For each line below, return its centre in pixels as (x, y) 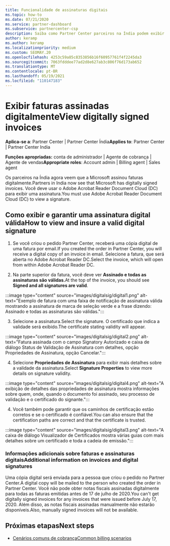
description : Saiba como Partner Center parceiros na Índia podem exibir (85, 34)
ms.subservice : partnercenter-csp (42, 29)
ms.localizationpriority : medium (41, 48)
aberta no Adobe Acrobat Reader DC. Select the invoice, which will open (88, 259)
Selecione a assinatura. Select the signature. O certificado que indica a (86, 321)
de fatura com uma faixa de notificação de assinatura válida (100, 301)
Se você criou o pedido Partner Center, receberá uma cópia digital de (85, 243)
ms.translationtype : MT (30, 67)
